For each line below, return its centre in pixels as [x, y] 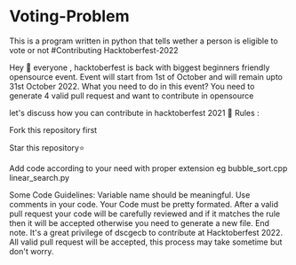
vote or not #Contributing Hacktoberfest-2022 [94, 50]
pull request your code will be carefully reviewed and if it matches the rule [145, 214]
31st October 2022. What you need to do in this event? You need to [132, 86]
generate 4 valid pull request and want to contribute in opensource [132, 96]
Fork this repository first [53, 129]
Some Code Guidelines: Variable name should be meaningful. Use [130, 195]
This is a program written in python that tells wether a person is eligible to [144, 41]
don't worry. [32, 251]
